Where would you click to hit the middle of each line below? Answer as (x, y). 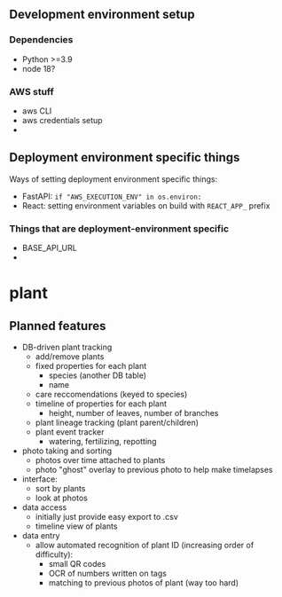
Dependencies (41, 40)
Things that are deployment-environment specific (119, 228)
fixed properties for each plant (91, 366)
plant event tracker (70, 432)
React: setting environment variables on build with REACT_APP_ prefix (146, 205)
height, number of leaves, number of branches (133, 413)
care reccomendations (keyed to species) (111, 395)
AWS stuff (32, 91)
